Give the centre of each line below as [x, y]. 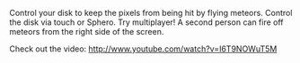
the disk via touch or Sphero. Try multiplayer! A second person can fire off [147, 22]
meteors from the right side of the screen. [87, 31]
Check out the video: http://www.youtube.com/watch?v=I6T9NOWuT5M [143, 49]
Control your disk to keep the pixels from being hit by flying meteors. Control [151, 13]
